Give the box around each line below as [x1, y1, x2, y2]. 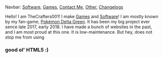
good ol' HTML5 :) [5, 46, 49, 53]
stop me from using [5, 34, 45, 40]
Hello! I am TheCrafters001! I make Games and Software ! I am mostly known [5, 14, 159, 19]
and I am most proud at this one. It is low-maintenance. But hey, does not [5, 29, 153, 35]
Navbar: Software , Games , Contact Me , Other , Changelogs [5, 4, 123, 10]
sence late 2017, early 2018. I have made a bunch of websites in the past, [5, 24, 152, 30]
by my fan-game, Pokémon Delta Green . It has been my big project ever [5, 19, 150, 24]
